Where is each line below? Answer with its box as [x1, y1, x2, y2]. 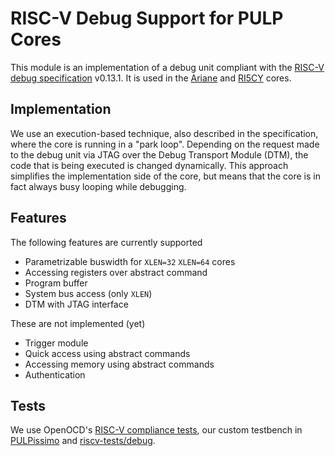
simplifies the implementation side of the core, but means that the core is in [10, 170, 321, 182]
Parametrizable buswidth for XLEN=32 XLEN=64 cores [24, 255, 236, 267]
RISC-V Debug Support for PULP [10, 7, 284, 30]
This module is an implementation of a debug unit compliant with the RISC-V [10, 61, 325, 73]
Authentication [24, 368, 86, 381]
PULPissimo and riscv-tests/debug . [10, 435, 156, 447]
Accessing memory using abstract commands [24, 358, 215, 370]
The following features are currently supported [10, 236, 203, 248]
